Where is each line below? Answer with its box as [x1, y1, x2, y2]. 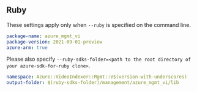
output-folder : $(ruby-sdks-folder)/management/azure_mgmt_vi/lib [6, 80, 179, 86]
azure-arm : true [6, 44, 48, 51]
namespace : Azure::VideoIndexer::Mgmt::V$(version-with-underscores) [6, 74, 188, 80]
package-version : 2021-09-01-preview [6, 39, 103, 45]
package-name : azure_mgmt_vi [6, 33, 81, 39]
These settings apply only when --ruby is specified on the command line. [6, 21, 191, 28]
